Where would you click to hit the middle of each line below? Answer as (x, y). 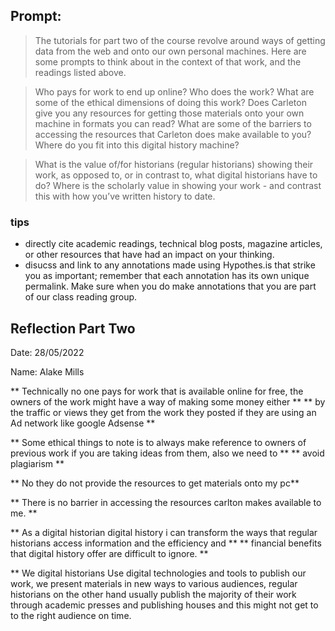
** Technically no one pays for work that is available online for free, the (157, 391)
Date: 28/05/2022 (47, 352)
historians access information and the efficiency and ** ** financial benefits (166, 543)
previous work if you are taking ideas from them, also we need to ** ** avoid (167, 453)
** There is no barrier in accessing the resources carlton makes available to (166, 502)
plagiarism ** (37, 463)
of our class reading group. (81, 297)
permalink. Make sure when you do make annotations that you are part (170, 286)
